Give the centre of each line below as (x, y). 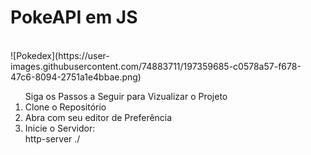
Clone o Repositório (65, 107)
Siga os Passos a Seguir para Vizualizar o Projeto (126, 96)
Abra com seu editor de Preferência (98, 117)
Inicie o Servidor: (60, 128)
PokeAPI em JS (74, 17)
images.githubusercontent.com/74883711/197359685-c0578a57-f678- (156, 66)
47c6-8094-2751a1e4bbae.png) (76, 77)
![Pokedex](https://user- (60, 55)
